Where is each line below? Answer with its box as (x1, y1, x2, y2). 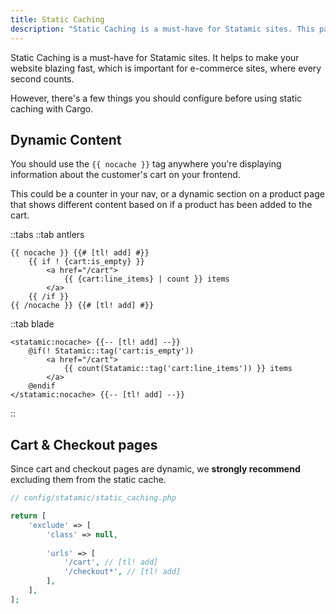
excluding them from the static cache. (10, 474, 167, 486)
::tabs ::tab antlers (10, 229, 85, 241)
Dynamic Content (10, 131, 122, 148)
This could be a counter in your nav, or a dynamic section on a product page (10, 188, 325, 200)
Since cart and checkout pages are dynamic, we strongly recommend (10, 463, 301, 475)
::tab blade (10, 318, 55, 330)
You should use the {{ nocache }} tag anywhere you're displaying (10, 158, 282, 170)
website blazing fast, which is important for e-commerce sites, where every (10, 62, 322, 74)
